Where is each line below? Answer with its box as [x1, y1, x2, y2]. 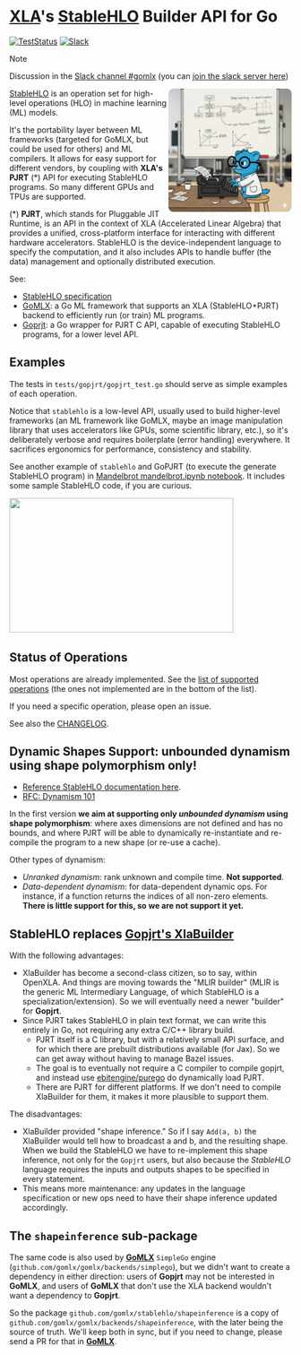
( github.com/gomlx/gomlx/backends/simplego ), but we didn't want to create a [9, 1262, 291, 1272]
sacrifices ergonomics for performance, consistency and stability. [9, 444, 253, 454]
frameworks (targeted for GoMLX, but [9, 134, 149, 144]
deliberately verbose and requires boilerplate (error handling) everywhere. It [9, 434, 290, 444]
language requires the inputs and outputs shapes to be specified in [21, 1164, 270, 1175]
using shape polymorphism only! [9, 757, 197, 772]
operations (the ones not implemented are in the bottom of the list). [9, 683, 257, 694]
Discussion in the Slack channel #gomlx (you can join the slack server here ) [9, 70, 289, 82]
